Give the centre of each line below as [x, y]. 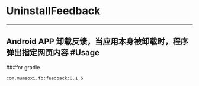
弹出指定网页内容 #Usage [53, 52]
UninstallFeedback [53, 11]
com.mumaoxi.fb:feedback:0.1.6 [45, 78]
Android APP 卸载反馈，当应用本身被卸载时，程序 [97, 42]
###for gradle [23, 67]
